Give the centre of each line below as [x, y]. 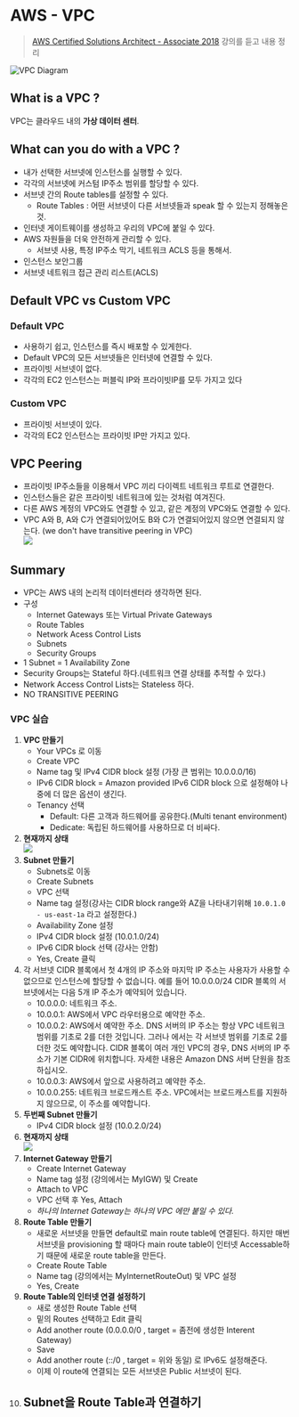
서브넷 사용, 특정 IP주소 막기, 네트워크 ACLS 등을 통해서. [134, 249]
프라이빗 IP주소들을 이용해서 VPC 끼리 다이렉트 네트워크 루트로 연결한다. [149, 486]
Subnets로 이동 [64, 871]
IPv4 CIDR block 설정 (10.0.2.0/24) [99, 1126]
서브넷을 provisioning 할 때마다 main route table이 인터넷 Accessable [159, 1244]
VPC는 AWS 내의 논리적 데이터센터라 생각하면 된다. [112, 592]
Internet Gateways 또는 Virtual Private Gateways [124, 615]
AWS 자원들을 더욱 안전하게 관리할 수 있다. [97, 239]
